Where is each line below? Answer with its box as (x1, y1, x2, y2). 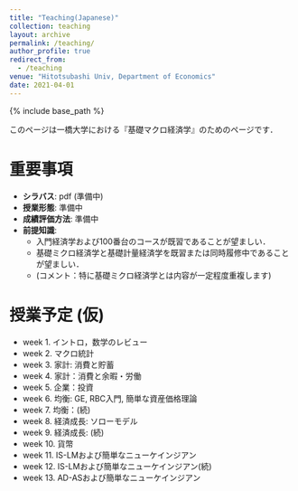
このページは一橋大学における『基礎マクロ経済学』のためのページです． (9, 124, 278, 135)
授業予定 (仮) (9, 305, 105, 326)
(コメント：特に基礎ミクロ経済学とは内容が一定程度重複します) (35, 269, 272, 280)
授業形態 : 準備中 (22, 202, 83, 212)
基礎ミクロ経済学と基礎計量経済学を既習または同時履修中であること (35, 247, 290, 258)
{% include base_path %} (9, 105, 105, 116)
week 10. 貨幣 (22, 438, 74, 449)
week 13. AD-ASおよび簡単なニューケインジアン (22, 472, 201, 483)
